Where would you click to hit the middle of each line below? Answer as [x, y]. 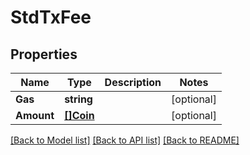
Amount [35, 115]
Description [133, 82]
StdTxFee [51, 17]
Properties [44, 54]
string [78, 99]
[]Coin [79, 115]
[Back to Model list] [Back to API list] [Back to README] [125, 140]
